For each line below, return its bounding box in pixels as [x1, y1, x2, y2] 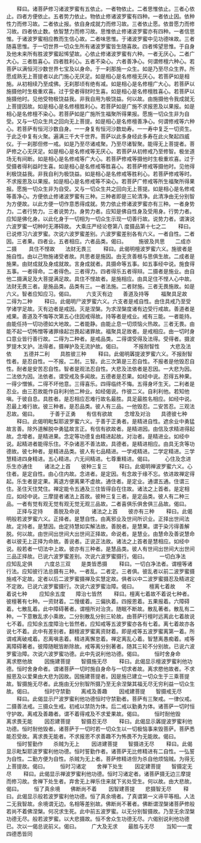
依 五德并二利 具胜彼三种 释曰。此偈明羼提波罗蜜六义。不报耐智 [6, 350, 193, 357]
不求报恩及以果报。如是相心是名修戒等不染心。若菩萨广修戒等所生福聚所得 [6, 178, 190, 185]
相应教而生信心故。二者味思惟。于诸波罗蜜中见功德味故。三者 [42, 35, 195, 42]
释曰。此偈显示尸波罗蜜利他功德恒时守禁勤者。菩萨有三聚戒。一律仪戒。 [16, 695, 195, 702]
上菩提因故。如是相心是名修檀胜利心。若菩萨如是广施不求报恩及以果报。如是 [6, 103, 195, 110]
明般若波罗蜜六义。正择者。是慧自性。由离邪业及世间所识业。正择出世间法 [6, 515, 190, 522]
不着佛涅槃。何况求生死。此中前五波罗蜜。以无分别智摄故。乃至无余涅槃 [16, 808, 195, 815]
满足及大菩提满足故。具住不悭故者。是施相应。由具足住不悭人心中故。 [22, 275, 195, 282]
